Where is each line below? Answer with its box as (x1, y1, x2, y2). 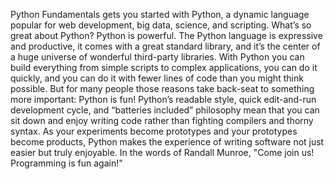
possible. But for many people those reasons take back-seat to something (10, 83, 315, 94)
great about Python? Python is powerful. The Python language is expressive (10, 30, 323, 41)
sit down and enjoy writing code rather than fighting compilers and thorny (10, 115, 314, 126)
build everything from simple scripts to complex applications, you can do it (10, 62, 318, 73)
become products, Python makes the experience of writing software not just (10, 136, 325, 148)
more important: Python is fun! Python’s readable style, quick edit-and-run (10, 94, 317, 105)
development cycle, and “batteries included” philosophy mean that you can (10, 104, 320, 116)
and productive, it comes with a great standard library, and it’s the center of (10, 40, 321, 52)
